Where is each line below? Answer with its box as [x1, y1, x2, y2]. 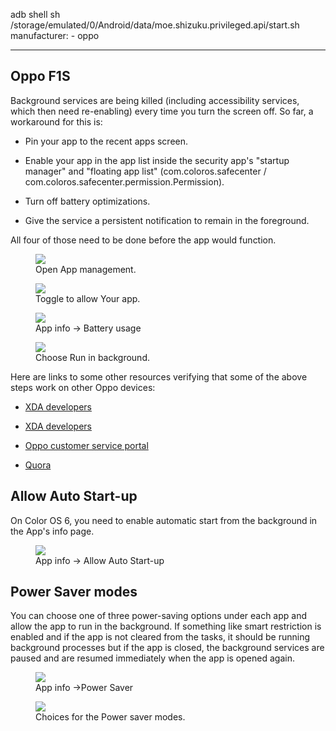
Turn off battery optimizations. [24, 195, 151, 207]
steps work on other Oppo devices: [10, 381, 156, 393]
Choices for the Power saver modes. [35, 711, 186, 723]
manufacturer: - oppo [10, 30, 100, 41]
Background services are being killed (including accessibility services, [10, 94, 300, 106]
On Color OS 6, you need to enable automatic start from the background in [10, 514, 318, 526]
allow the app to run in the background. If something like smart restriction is [10, 620, 322, 633]
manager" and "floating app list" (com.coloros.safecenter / [24, 165, 267, 177]
